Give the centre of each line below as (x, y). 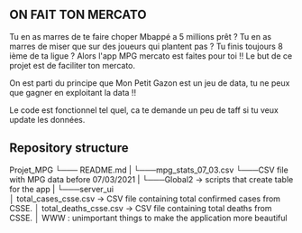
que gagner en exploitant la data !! (73, 92)
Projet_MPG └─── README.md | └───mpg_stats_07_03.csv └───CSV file (149, 170)
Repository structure (69, 148)
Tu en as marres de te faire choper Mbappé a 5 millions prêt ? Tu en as (141, 36)
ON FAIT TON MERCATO (78, 15)
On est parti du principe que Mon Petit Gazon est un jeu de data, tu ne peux (150, 83)
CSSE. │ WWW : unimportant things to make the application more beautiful (148, 218)
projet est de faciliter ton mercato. (73, 65)
